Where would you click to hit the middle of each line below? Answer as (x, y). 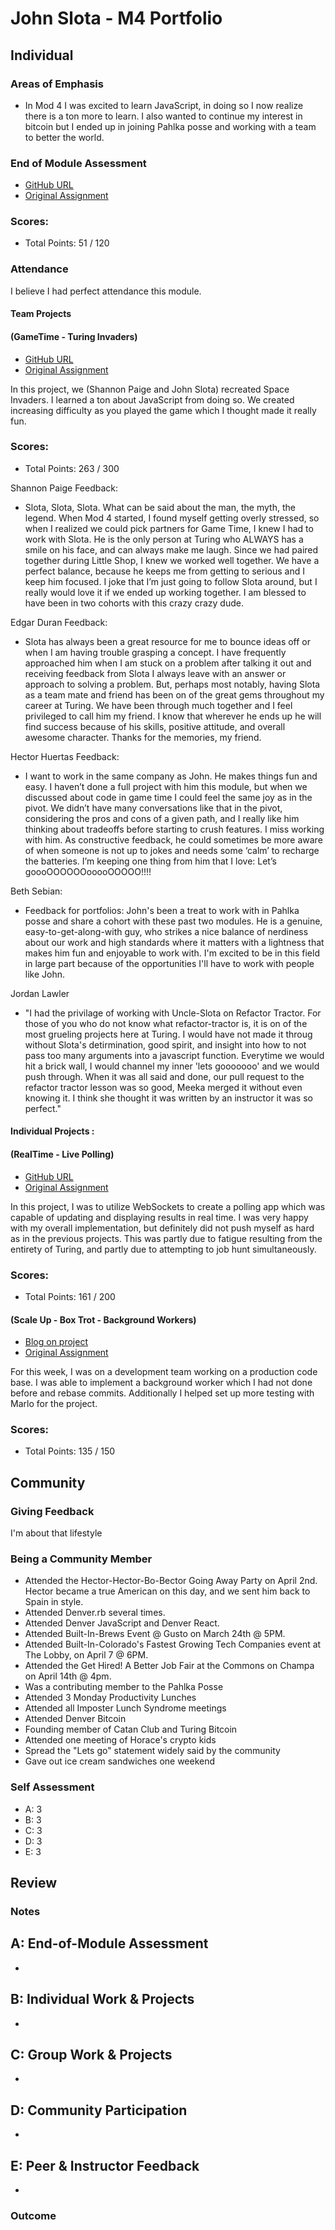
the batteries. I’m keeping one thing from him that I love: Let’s (150, 861)
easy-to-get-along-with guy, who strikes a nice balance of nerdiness (166, 931)
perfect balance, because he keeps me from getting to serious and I (164, 571)
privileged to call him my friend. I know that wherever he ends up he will (173, 716)
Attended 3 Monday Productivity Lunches (110, 1698)
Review (34, 1883)
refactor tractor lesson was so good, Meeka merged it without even (163, 1087)
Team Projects (41, 314)
